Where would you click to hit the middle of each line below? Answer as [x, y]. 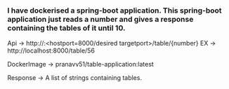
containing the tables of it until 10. [66, 28]
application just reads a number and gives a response [100, 19]
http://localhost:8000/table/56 [51, 50]
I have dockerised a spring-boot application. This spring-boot [115, 11]
